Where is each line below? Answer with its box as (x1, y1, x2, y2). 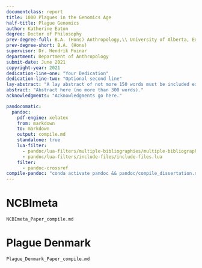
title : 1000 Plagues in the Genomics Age (6, 14, 112, 20)
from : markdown (17, 120, 55, 126)
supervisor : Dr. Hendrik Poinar (6, 48, 87, 54)
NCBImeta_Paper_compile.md (6, 216, 74, 222)
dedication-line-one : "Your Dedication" (6, 70, 109, 76)
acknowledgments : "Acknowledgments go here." (6, 93, 122, 99)
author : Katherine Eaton (6, 25, 69, 32)
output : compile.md (17, 132, 66, 138)
